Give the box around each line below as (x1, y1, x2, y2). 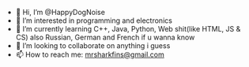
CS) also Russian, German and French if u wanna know (15, 32, 195, 42)
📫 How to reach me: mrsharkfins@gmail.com (15, 50, 164, 59)
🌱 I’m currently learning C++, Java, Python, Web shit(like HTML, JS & (15, 24, 241, 33)
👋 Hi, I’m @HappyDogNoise (15, 8, 105, 17)
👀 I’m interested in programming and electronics (15, 16, 172, 25)
